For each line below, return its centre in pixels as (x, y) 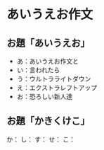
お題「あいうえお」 (48, 43)
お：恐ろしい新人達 (45, 97)
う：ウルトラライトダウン (54, 79)
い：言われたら (38, 70)
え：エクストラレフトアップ (57, 88)
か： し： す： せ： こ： (41, 139)
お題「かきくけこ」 (48, 121)
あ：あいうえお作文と (47, 61)
